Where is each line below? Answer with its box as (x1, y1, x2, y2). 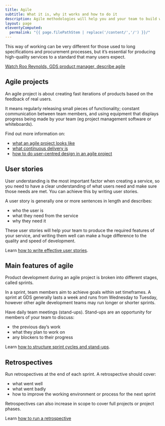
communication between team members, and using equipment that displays (5, 111, 159, 116)
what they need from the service (12, 212, 79, 219)
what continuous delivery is (12, 145, 68, 151)
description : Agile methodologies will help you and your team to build (5, 16, 157, 21)
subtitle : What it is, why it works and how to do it (5, 12, 118, 17)
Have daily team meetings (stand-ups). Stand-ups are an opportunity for (5, 309, 152, 315)
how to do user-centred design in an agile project (12, 150, 112, 156)
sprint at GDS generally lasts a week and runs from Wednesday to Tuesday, (5, 294, 158, 300)
